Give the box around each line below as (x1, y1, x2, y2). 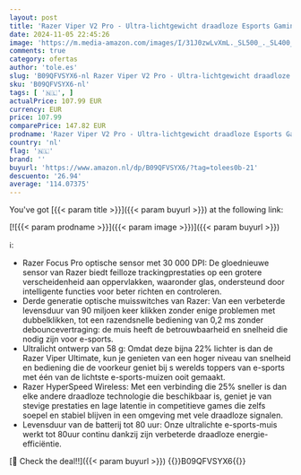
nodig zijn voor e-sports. (21, 333, 114, 345)
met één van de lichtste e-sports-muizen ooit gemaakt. (21, 372, 226, 383)
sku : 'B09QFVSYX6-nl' (9, 80, 90, 89)
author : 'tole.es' (9, 64, 78, 73)
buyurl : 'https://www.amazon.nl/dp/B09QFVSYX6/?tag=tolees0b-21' (9, 163, 258, 172)
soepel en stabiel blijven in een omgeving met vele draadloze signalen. (21, 410, 284, 421)
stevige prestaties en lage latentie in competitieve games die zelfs (21, 401, 266, 411)
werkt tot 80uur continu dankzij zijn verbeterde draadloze (21, 429, 235, 440)
